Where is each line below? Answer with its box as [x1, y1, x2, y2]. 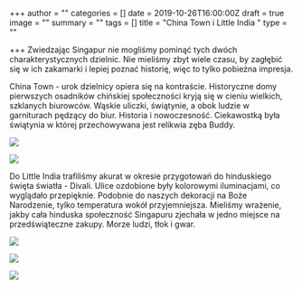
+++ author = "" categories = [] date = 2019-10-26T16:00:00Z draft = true [9, 8, 285, 18]
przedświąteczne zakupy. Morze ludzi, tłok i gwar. [9, 219, 196, 229]
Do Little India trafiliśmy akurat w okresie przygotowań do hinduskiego [9, 171, 272, 182]
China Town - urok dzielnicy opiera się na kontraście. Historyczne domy [9, 81, 278, 91]
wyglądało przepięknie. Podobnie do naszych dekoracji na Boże [9, 190, 248, 200]
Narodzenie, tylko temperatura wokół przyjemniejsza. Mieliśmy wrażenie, [9, 200, 282, 210]
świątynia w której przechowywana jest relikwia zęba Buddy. [9, 119, 236, 130]
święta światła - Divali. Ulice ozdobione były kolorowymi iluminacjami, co [9, 181, 280, 191]
